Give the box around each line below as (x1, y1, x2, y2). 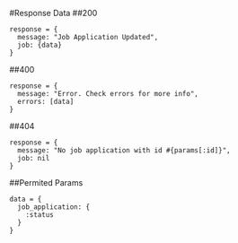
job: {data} (17, 40, 63, 49)
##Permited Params (9, 178, 84, 187)
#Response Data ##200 (9, 8, 98, 18)
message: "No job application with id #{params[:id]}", (17, 146, 231, 155)
